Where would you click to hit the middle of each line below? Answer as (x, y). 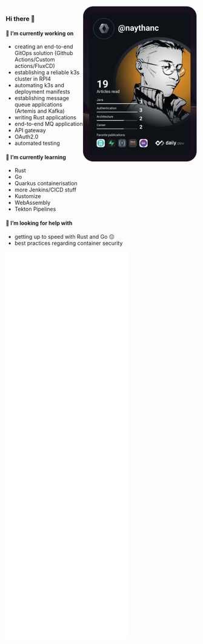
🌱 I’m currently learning (36, 157)
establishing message (42, 98)
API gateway (30, 130)
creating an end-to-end (44, 47)
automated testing (37, 143)
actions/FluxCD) (35, 66)
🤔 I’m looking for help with (39, 223)
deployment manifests (42, 92)
